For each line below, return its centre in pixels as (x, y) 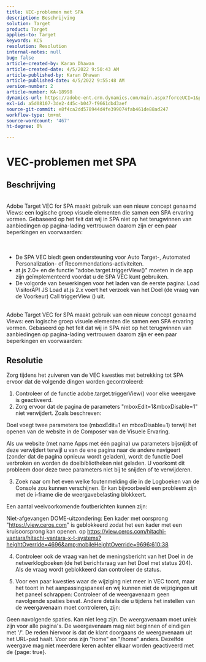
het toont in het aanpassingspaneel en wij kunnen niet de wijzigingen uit (106, 588)
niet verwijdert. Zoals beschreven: (58, 413)
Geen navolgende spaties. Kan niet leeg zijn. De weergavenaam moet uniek (102, 619)
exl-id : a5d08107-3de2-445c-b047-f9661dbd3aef (67, 103)
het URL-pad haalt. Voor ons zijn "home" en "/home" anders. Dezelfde (95, 639)
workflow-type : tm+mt (34, 115)
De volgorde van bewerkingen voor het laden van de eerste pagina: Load (107, 283)
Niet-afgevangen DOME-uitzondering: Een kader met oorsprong (87, 518)
